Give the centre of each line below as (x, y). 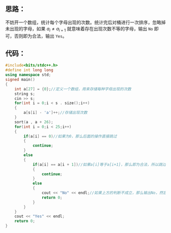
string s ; (25, 94)
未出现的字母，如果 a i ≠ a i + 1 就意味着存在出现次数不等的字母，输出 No (79, 29)
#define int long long (29, 70)
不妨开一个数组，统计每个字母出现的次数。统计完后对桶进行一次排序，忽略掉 (85, 22)
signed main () (20, 80)
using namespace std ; (28, 75)
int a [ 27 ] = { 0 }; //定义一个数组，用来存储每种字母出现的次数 (73, 89)
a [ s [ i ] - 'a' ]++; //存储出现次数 (55, 113)
